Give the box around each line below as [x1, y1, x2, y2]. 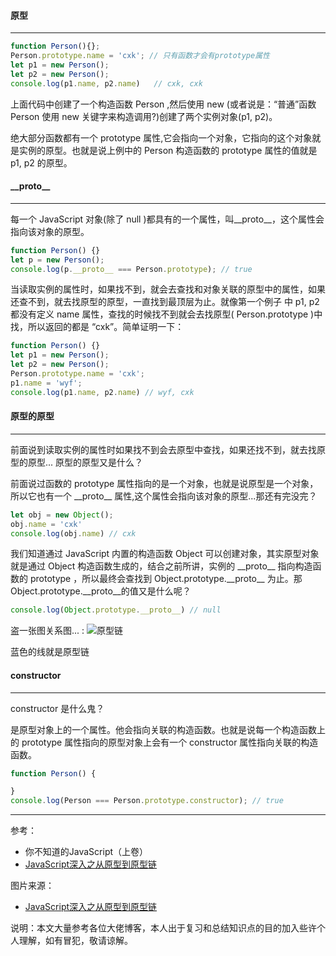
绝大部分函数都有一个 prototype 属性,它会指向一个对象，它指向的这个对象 [10, 131, 313, 144]
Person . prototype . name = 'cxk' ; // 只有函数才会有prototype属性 [10, 51, 270, 61]
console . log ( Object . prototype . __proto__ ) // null [10, 605, 222, 615]
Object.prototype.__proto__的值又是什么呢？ [10, 585, 192, 597]
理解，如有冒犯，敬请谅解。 [18, 935, 133, 947]
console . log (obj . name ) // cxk [10, 528, 137, 539]
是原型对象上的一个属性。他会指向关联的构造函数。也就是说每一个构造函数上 [10, 723, 326, 735]
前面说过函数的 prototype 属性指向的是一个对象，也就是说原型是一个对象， [10, 477, 319, 489]
